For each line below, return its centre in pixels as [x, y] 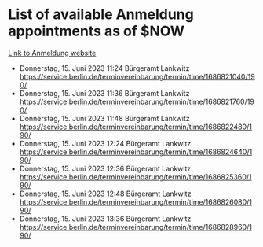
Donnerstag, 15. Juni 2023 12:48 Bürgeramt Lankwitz [105, 194]
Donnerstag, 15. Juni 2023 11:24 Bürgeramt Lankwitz [104, 68]
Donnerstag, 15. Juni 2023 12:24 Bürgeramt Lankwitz [105, 143]
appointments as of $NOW [97, 31]
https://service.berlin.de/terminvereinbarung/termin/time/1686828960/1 [136, 227]
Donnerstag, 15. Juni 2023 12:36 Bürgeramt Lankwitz [105, 168]
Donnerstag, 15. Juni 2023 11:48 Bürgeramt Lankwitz [104, 118]
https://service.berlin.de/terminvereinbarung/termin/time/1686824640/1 [136, 152]
